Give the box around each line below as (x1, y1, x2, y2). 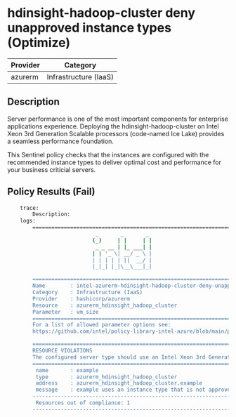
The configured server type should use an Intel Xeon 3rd (32, 353, 206, 361)
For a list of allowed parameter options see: (32, 322, 171, 329)
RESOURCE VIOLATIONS (32, 347, 93, 355)
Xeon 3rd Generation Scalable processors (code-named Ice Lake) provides (7, 129, 225, 138)
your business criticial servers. (7, 165, 96, 173)
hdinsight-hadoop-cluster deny (7, 5, 195, 21)
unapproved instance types (7, 20, 172, 36)
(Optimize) (7, 35, 71, 51)
